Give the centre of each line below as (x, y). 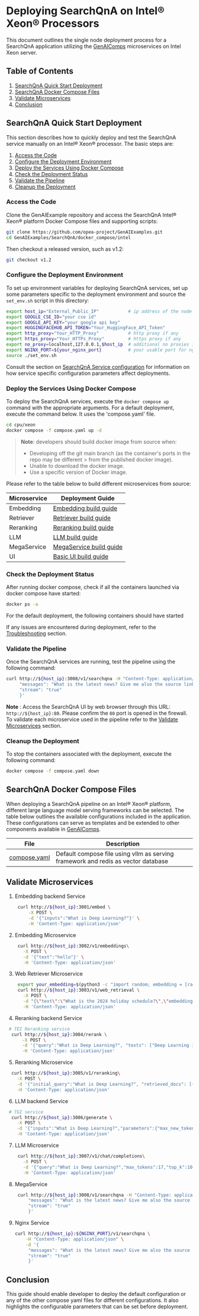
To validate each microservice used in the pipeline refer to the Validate (92, 719)
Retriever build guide (82, 518)
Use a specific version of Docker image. (78, 472)
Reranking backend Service (48, 1018)
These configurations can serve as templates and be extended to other (93, 823)
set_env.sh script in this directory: (48, 300)
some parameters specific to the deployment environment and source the (96, 294)
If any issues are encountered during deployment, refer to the (81, 627)
